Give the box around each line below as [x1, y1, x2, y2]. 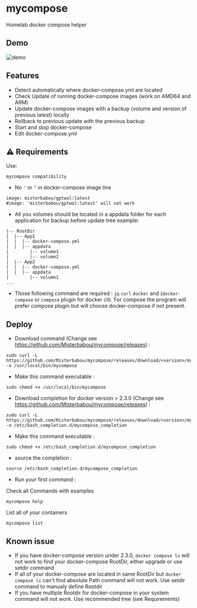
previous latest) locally [14, 111, 69, 118]
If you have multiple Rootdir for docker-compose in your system [14, 589, 169, 596]
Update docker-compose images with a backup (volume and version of [14, 105, 187, 112]
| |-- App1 [6, 233, 35, 239]
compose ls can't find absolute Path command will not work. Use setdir [14, 577, 185, 583]
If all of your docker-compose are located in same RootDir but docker [14, 570, 182, 578]
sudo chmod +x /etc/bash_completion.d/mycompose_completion [6, 444, 157, 450]
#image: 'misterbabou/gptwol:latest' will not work [6, 201, 135, 206]
